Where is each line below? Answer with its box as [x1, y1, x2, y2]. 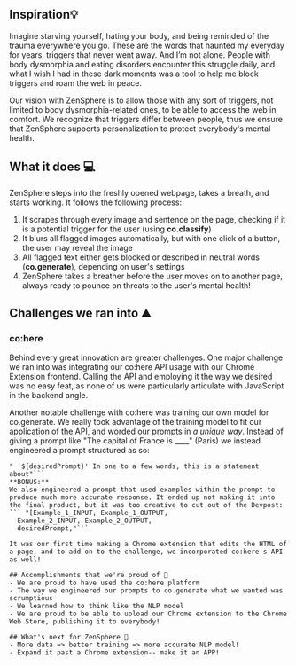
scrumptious [9, 594, 53, 603]
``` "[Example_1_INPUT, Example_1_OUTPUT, [9, 509, 168, 518]
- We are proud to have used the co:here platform [9, 578, 200, 588]
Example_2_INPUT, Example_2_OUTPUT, [17, 516, 152, 526]
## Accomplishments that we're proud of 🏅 [9, 571, 168, 580]
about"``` [9, 470, 46, 479]
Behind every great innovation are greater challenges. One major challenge [9, 352, 284, 363]
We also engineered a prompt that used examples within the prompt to [9, 485, 276, 495]
